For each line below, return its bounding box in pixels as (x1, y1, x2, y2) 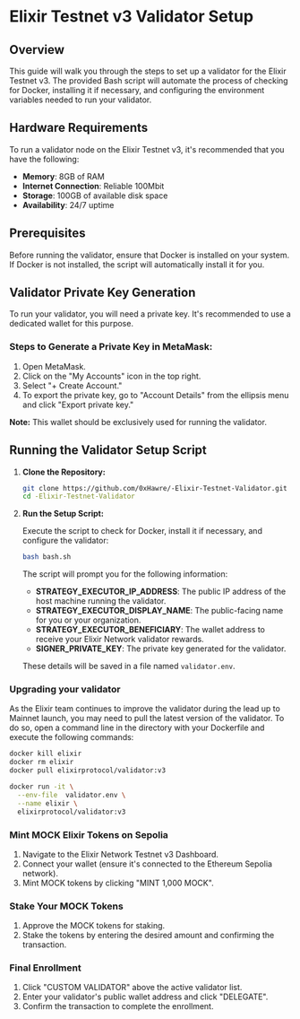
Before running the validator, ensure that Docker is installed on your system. (9, 249, 290, 260)
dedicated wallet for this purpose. (9, 318, 134, 329)
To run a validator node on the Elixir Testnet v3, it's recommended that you (9, 144, 285, 154)
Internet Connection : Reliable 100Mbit (21, 180, 165, 191)
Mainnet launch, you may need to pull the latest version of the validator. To (9, 713, 285, 724)
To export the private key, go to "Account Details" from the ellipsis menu (21, 389, 289, 400)
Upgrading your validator (9, 684, 121, 696)
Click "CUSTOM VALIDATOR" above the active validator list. (21, 982, 243, 993)
